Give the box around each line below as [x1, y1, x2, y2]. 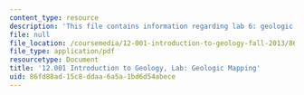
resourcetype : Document [9, 55, 100, 64]
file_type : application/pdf [9, 47, 116, 56]
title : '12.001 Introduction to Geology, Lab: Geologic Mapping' [9, 64, 261, 73]
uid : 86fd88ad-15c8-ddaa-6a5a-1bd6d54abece [9, 72, 176, 81]
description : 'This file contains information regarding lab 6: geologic [9, 22, 294, 31]
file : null [9, 30, 51, 39]
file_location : [9, 38, 67, 48]
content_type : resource [9, 13, 100, 23]
